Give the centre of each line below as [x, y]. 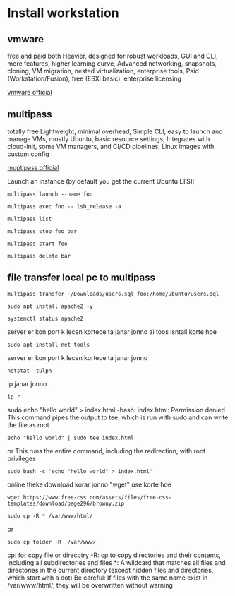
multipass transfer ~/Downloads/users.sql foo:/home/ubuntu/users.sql [113, 294]
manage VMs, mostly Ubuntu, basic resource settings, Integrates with [109, 138]
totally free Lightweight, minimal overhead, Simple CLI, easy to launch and [115, 131]
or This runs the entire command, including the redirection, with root [107, 451]
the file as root [28, 424]
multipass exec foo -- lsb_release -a [64, 206]
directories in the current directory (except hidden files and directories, [110, 570]
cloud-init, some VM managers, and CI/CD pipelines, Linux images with [111, 146]
